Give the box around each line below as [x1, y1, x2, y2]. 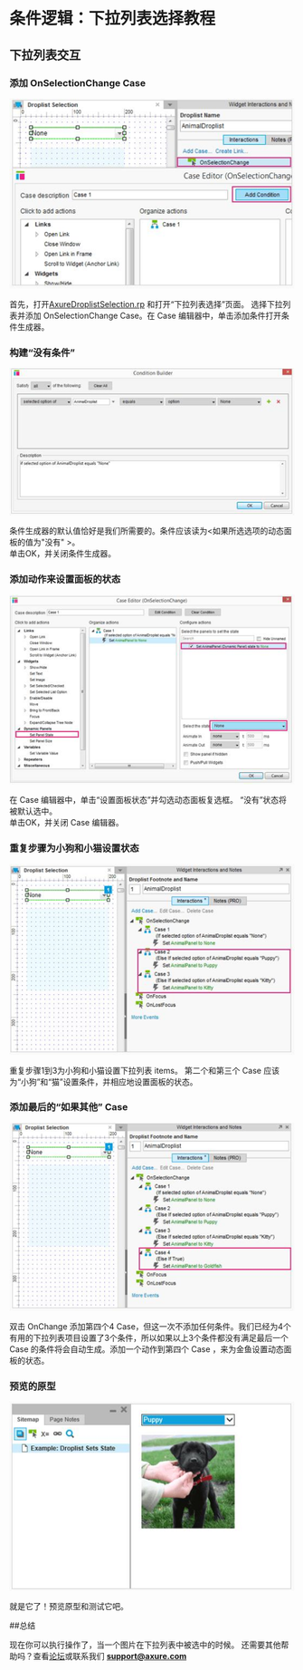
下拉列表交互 [9, 47, 81, 63]
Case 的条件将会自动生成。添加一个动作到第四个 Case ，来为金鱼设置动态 [9, 1344, 285, 1355]
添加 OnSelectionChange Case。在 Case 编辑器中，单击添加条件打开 [24, 310, 282, 322]
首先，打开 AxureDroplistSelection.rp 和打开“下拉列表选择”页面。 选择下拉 [9, 299, 283, 310]
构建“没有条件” [9, 346, 75, 359]
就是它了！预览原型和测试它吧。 [9, 1601, 128, 1612]
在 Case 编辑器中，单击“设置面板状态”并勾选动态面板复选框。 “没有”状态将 [9, 795, 288, 806]
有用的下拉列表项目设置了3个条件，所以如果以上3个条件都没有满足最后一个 [9, 1333, 289, 1344]
